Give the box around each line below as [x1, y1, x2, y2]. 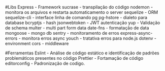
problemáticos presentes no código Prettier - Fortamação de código [5, 55, 144, 61]
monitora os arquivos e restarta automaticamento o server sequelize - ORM [5, 9, 159, 15]
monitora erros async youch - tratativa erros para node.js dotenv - [22, 35, 157, 41]
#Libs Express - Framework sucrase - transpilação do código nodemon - [5, 4, 153, 10]
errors [5, 35, 18, 41]
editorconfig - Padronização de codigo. [5, 61, 85, 66]
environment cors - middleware [5, 41, 69, 46]
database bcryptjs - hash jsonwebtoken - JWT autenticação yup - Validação [5, 20, 160, 25]
